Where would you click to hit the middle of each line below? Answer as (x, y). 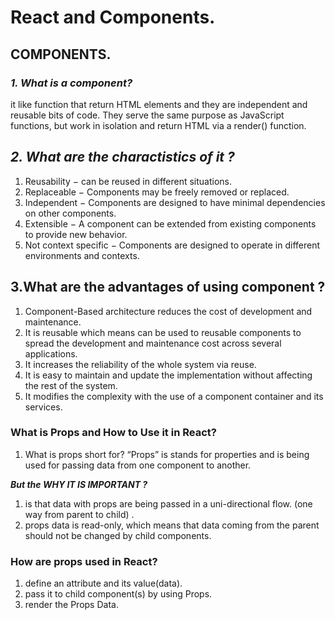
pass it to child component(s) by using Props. (118, 594)
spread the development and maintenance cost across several (153, 343)
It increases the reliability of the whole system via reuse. (140, 364)
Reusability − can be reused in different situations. (128, 181)
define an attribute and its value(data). (103, 583)
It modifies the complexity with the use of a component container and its (174, 396)
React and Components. (113, 17)
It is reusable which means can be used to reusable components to (163, 332)
